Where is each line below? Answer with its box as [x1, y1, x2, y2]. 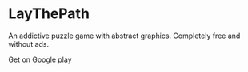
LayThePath [8, 5, 90, 23]
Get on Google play [8, 55, 72, 64]
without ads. [8, 39, 50, 48]
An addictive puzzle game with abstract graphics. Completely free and [8, 31, 241, 40]
